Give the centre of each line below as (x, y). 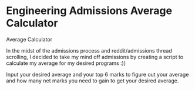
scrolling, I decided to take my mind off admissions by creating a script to (95, 57)
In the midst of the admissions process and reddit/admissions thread (89, 50)
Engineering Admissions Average (89, 11)
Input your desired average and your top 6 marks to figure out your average (97, 74)
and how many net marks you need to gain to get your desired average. (93, 81)
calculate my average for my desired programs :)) (66, 63)
